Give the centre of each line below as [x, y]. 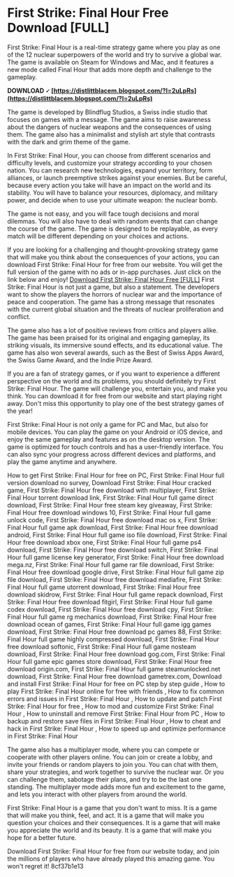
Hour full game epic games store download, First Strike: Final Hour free [110, 661]
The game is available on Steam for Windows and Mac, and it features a [111, 62]
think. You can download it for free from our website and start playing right [115, 396]
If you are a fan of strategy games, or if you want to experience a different [114, 374]
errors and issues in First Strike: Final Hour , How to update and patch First [115, 698]
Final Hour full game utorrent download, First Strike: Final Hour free [104, 587]
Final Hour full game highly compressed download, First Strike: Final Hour [113, 639]
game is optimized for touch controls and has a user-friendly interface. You [115, 447]
